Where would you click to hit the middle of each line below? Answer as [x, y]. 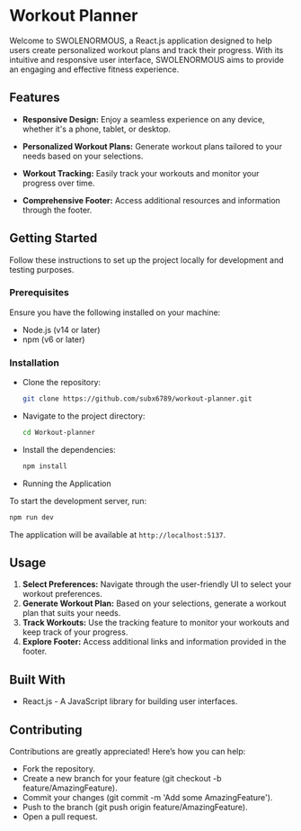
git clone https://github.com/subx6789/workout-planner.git [137, 399]
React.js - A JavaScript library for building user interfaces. [130, 701]
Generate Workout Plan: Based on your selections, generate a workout [154, 603]
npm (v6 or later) [53, 339]
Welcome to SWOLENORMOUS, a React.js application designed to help [141, 41]
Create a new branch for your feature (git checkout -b [122, 779]
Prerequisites [39, 293]
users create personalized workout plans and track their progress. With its [146, 50]
